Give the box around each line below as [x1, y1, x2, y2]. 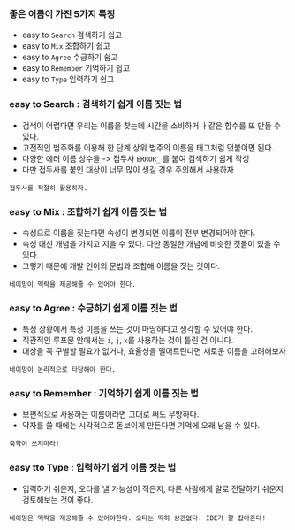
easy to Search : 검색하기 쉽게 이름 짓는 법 [9, 98, 183, 111]
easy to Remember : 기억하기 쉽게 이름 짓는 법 [9, 388, 199, 400]
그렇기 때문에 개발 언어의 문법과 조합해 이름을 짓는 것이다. [21, 260, 221, 271]
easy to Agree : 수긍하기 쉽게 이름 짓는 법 [9, 302, 178, 314]
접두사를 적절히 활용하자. [9, 183, 88, 192]
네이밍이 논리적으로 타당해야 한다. [9, 365, 117, 374]
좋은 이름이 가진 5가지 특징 [9, 7, 116, 19]
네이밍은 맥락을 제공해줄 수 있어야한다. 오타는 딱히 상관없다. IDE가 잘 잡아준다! [9, 513, 267, 523]
